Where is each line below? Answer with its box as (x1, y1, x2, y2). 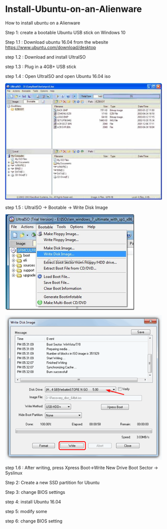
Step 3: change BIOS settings (5, 489, 66, 495)
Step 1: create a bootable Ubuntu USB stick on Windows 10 (5, 29, 126, 35)
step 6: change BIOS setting (5, 518, 63, 524)
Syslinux (5, 470, 23, 476)
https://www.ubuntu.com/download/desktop (5, 44, 96, 50)
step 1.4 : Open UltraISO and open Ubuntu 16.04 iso (5, 73, 111, 79)
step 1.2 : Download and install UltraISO (5, 54, 86, 60)
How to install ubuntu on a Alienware (5, 20, 81, 26)
